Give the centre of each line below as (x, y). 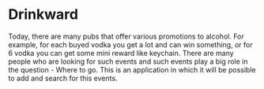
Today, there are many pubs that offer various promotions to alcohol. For (126, 36)
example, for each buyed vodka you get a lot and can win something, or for (130, 44)
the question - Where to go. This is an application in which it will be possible (132, 69)
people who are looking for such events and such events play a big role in (128, 61)
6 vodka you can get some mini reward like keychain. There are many (121, 53)
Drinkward (43, 15)
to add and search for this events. (63, 78)
